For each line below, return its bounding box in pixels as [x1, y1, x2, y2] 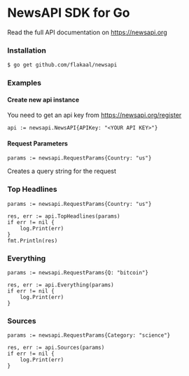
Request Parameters [7, 139, 69, 148]
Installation [7, 46, 47, 55]
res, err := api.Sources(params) [7, 344, 105, 351]
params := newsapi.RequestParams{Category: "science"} [7, 332, 171, 339]
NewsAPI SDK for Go [7, 5, 130, 21]
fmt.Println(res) [7, 237, 58, 244]
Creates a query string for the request [7, 167, 117, 176]
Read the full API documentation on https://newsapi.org [7, 28, 167, 36]
